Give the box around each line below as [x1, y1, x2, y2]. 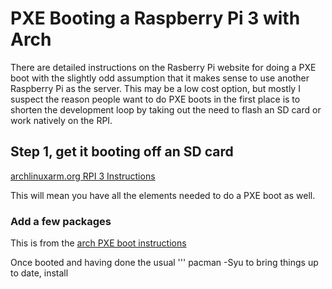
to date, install [10, 267, 69, 279]
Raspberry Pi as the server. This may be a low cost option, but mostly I [10, 82, 301, 94]
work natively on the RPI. [10, 114, 113, 126]
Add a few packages [10, 214, 112, 228]
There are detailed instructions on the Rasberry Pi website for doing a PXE [10, 61, 317, 73]
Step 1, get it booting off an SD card [10, 143, 234, 161]
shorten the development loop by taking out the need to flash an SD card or [10, 103, 322, 116]
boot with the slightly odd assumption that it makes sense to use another [10, 72, 310, 84]
